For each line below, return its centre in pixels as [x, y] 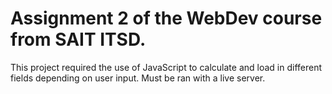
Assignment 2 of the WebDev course [166, 18]
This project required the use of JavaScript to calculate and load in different [166, 67]
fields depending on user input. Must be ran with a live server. [138, 78]
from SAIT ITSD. [78, 39]
